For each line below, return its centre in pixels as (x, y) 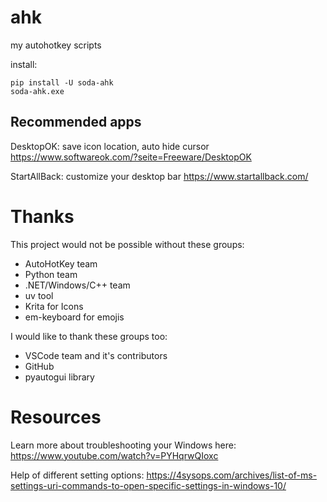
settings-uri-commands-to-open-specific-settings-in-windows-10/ (148, 485)
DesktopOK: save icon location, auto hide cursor (110, 146)
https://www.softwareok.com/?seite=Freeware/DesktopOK (131, 157)
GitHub (39, 366)
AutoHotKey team (61, 263)
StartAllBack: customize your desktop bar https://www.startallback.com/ (159, 176)
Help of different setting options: (77, 475)
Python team (51, 274)
